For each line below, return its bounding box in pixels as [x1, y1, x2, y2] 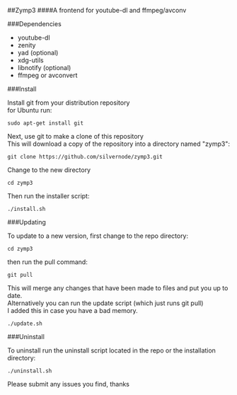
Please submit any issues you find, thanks [7, 380, 129, 388]
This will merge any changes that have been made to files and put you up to [7, 284, 229, 292]
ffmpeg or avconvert [17, 71, 78, 79]
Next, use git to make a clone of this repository [7, 132, 144, 140]
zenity [17, 41, 36, 49]
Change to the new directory [7, 166, 91, 174]
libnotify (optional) [17, 64, 71, 71]
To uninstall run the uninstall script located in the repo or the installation [7, 346, 216, 355]
